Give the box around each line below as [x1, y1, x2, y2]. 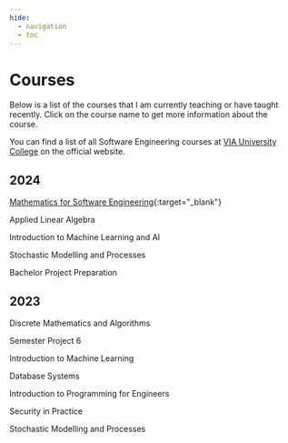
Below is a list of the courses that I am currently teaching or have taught [9, 99, 279, 110]
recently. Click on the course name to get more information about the [9, 109, 268, 120]
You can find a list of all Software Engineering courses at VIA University [9, 136, 277, 147]
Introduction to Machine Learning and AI [9, 232, 161, 243]
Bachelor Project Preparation [9, 267, 118, 278]
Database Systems [9, 370, 80, 381]
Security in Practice [9, 406, 84, 417]
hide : [9, 13, 30, 23]
